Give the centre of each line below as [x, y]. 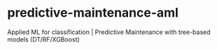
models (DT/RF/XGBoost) [44, 39]
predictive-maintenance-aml [93, 13]
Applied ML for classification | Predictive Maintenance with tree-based [109, 32]
